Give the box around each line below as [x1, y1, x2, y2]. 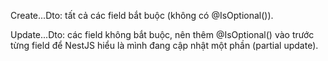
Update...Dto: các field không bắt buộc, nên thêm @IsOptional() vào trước [10, 29, 315, 40]
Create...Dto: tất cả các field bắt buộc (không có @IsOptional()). [10, 10, 274, 21]
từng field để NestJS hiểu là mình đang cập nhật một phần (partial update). [10, 40, 319, 51]
